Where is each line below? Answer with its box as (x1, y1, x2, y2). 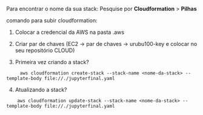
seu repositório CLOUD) (15, 47, 75, 54)
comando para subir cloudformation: (6, 17, 98, 24)
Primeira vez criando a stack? (15, 59, 90, 65)
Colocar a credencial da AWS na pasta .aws (15, 28, 125, 36)
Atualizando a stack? (15, 86, 67, 93)
